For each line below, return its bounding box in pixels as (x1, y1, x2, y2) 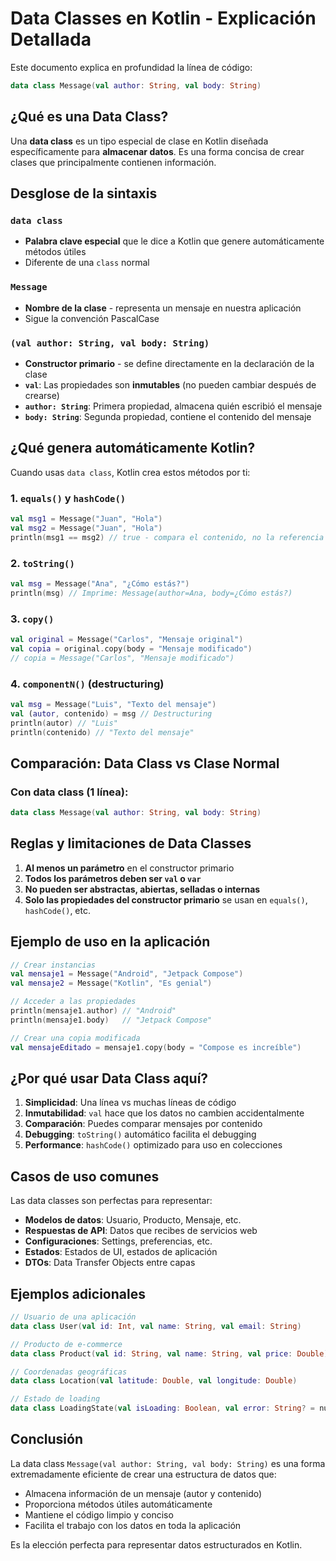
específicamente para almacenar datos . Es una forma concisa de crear (10, 145, 305, 157)
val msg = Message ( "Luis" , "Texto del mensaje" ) (10, 699, 217, 709)
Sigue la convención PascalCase (24, 312, 160, 324)
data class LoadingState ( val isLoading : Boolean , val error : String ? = (10, 1403, 316, 1414)
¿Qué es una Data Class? (10, 108, 169, 126)
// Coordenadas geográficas (10, 1367, 128, 1377)
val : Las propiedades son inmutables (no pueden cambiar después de (24, 378, 317, 391)
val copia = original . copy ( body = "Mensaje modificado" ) (10, 643, 253, 654)
